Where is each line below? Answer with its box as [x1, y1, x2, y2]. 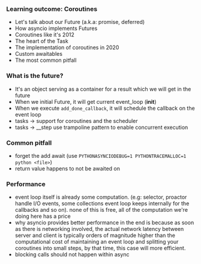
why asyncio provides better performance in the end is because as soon [14, 219, 194, 226]
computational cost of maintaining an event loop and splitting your [14, 238, 179, 245]
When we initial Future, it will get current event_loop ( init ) [14, 98, 157, 105]
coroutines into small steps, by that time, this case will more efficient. [14, 245, 186, 252]
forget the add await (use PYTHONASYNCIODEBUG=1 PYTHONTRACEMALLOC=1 [14, 152, 187, 159]
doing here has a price [14, 212, 71, 220]
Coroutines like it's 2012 [14, 31, 75, 38]
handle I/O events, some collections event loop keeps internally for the [14, 200, 190, 207]
